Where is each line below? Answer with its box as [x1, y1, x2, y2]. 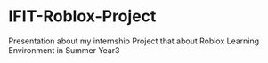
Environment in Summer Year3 [8, 44, 120, 55]
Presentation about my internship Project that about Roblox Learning [8, 35, 260, 46]
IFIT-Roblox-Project [8, 6, 157, 27]
